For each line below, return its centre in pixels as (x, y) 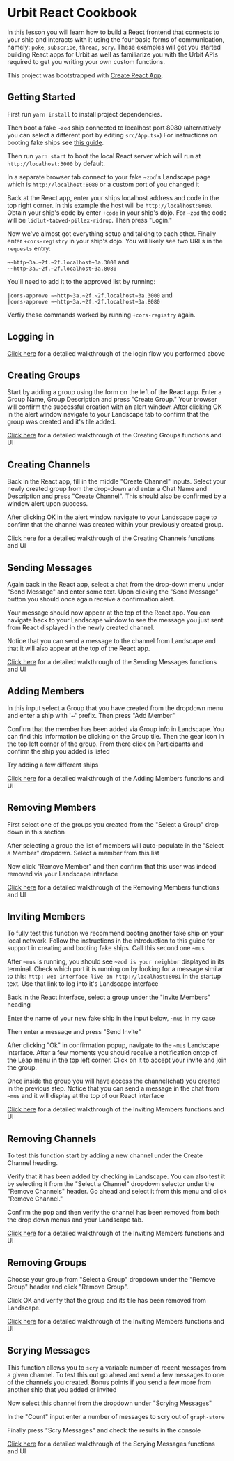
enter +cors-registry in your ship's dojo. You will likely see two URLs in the (115, 241)
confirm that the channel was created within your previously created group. (116, 525)
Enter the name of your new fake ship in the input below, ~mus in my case (111, 1018)
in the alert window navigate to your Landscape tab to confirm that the (108, 414)
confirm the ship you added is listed (58, 751)
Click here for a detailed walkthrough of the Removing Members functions (113, 887)
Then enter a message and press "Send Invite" (74, 1032)
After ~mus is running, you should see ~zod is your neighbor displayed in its (116, 961)
